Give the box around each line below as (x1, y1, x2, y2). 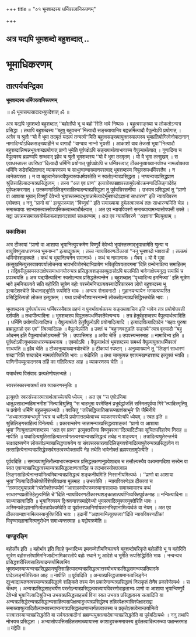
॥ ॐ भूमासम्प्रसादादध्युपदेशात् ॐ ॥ (6, 108, 69, 115)
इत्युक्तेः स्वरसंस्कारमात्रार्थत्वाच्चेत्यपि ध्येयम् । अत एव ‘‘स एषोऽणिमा (6, 393, 127, 400)
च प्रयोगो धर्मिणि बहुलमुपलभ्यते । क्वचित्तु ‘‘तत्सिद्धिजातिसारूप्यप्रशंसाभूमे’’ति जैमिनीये (6, 406, 156, 413)
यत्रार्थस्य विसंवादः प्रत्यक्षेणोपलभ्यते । (6, 370, 72, 377)
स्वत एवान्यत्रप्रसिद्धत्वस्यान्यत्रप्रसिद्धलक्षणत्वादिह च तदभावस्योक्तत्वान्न (6, 464, 127, 471)
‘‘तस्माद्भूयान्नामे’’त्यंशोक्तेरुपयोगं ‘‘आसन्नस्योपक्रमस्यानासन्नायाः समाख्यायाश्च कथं (6, 484, 151, 491)
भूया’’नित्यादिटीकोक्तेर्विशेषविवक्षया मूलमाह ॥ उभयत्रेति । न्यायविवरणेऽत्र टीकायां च (6, 478, 153, 485)
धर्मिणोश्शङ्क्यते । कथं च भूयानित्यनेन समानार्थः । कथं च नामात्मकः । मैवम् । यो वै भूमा (6, 254, 165, 261)
